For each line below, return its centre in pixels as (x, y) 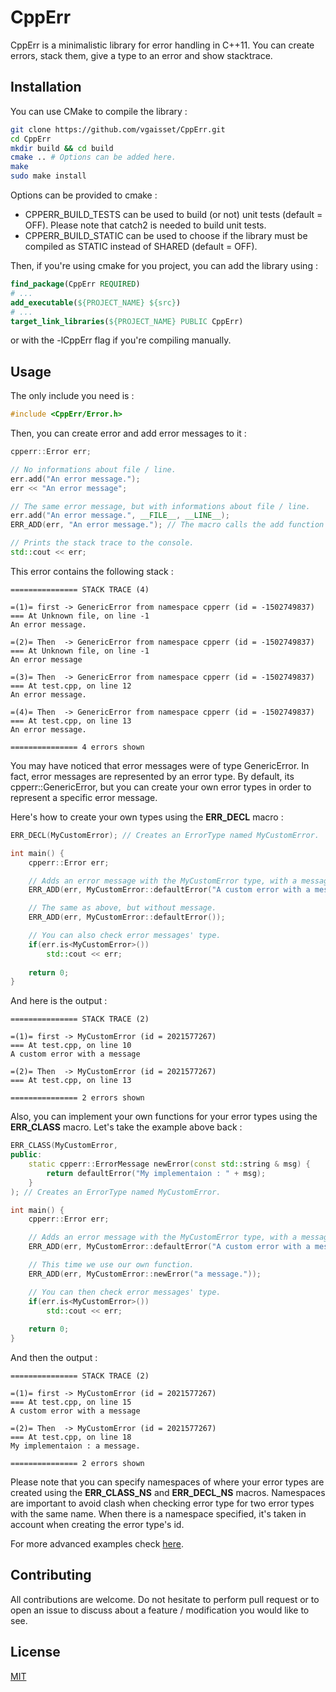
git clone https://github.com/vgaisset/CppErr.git (118, 129)
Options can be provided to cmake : (84, 195)
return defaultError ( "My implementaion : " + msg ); (156, 1173)
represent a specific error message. (84, 797)
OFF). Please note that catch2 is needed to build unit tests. (145, 225)
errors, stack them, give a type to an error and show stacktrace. (141, 55)
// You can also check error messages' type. (125, 936)
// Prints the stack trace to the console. (102, 543)
